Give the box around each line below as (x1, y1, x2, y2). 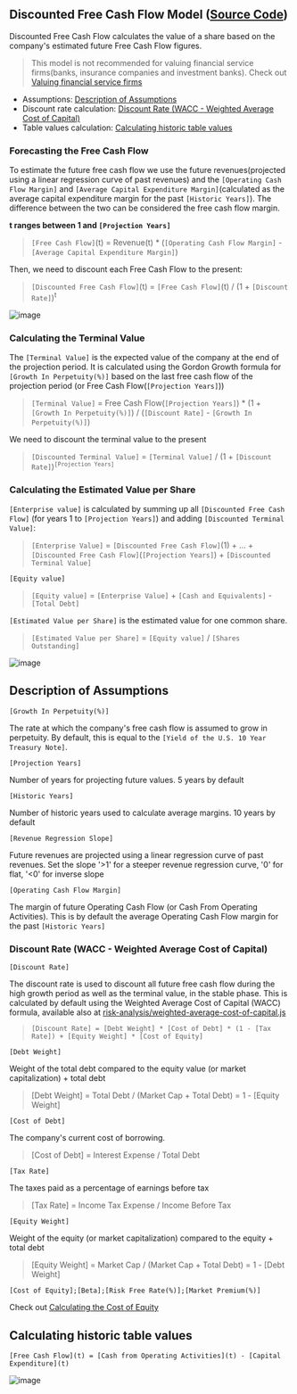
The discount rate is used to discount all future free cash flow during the (9, 978, 276, 989)
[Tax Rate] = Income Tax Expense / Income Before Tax (30, 1200, 232, 1211)
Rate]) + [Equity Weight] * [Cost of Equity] (30, 1032, 203, 1042)
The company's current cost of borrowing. (9, 1133, 166, 1143)
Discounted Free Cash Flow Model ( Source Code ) (9, 7, 288, 22)
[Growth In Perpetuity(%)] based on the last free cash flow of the (9, 371, 253, 382)
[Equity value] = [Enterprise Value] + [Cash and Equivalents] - (30, 590, 273, 601)
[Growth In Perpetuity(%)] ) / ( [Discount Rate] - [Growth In (30, 408, 252, 418)
